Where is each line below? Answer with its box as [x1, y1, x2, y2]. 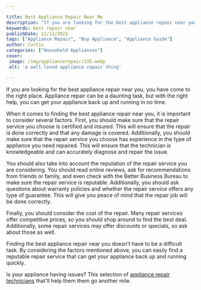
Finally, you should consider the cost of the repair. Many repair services [6, 209, 183, 216]
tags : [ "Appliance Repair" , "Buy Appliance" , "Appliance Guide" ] [6, 36, 172, 42]
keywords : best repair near [6, 25, 77, 31]
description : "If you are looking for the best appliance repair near [6, 19, 186, 26]
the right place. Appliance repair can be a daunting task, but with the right [6, 92, 188, 99]
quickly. [6, 259, 26, 266]
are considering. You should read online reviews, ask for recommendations [6, 166, 191, 173]
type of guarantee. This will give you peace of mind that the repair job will [6, 191, 188, 199]
